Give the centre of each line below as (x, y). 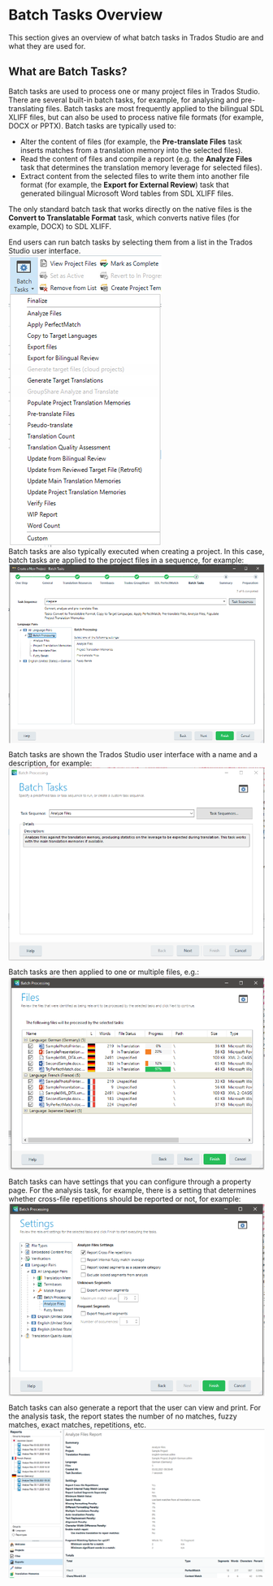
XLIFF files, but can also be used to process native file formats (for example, (136, 117)
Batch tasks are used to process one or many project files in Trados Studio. (134, 91)
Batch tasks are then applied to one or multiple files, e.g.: (104, 972)
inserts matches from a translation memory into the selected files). (132, 150)
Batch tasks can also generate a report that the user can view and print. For (135, 1407)
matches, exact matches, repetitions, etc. (78, 1424)
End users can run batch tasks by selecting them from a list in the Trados (131, 242)
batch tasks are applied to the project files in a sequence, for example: (126, 560)
